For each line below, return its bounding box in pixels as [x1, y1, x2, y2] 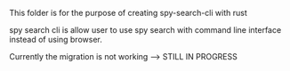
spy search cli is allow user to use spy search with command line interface [9, 25, 282, 35]
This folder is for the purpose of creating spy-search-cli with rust [9, 8, 247, 18]
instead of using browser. [9, 35, 102, 44]
